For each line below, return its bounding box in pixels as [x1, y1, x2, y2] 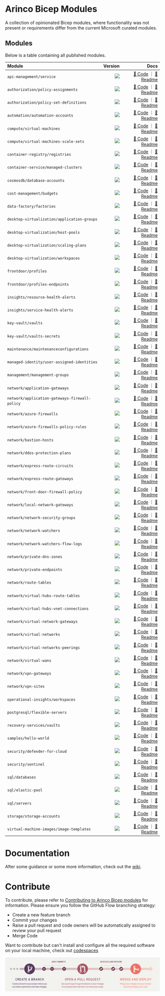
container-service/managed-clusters [7, 165, 82, 170]
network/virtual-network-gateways [7, 619, 78, 624]
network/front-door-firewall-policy [7, 489, 82, 494]
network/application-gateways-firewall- [7, 396, 91, 401]
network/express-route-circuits [7, 463, 74, 468]
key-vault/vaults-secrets [7, 334, 60, 339]
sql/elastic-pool [7, 788, 43, 793]
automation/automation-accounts [7, 113, 74, 118]
